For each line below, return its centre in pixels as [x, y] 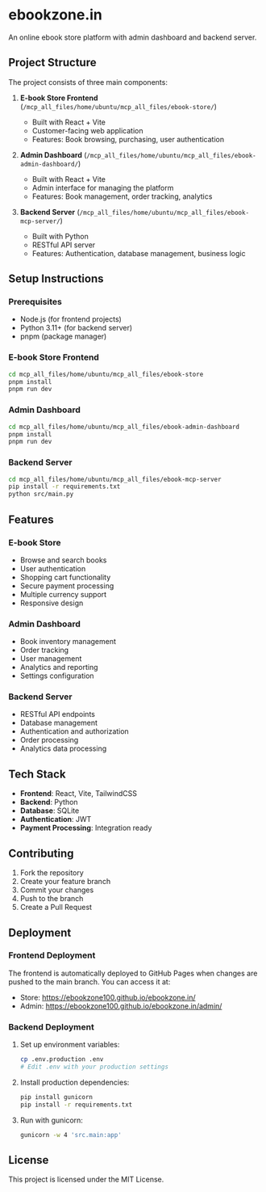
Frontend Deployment [52, 955]
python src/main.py [41, 495]
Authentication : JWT [56, 819]
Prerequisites [35, 302]
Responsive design [52, 603]
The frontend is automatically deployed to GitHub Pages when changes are [133, 973]
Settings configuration [57, 676]
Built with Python [60, 236]
